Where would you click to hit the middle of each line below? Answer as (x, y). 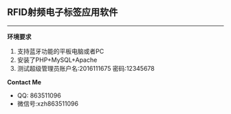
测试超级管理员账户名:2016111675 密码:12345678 (86, 68)
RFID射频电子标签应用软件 (63, 12)
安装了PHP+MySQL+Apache (57, 60)
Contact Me (24, 82)
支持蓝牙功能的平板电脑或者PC (60, 51)
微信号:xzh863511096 (48, 103)
